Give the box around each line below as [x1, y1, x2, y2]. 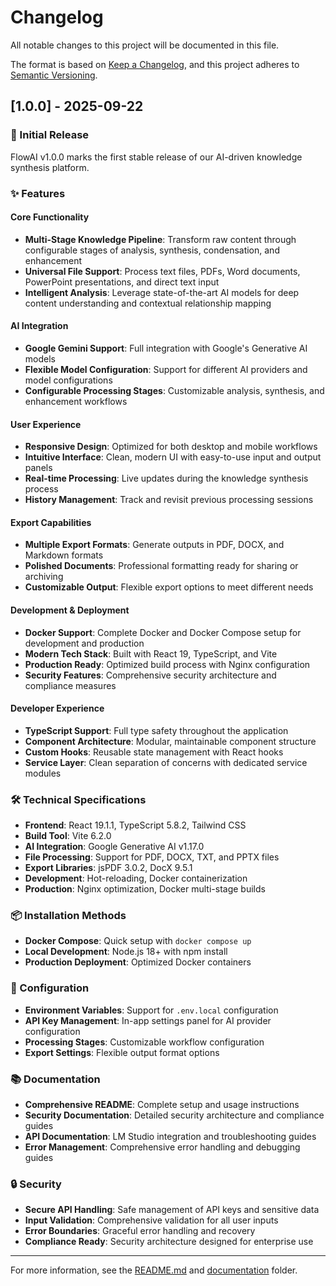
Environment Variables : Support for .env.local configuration [24, 1004, 279, 1016]
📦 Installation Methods [10, 908, 127, 922]
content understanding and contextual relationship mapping [24, 297, 272, 309]
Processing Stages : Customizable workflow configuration [24, 1036, 265, 1048]
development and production [24, 637, 145, 649]
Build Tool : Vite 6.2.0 [24, 830, 112, 842]
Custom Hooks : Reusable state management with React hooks [24, 746, 284, 758]
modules [24, 767, 62, 779]
